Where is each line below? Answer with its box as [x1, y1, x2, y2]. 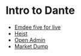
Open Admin [14, 36, 46, 43]
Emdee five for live [14, 23, 61, 31]
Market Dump [14, 43, 49, 50]
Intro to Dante [5, 4, 76, 17]
